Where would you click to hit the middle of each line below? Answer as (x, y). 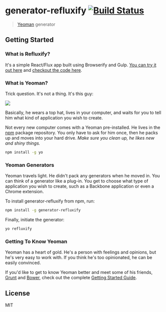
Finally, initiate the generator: (35, 219)
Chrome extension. (25, 192)
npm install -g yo (24, 152)
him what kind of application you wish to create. (54, 118)
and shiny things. (23, 143)
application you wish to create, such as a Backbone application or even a (80, 186)
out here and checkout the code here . (44, 70)
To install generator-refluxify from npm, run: (50, 201)
